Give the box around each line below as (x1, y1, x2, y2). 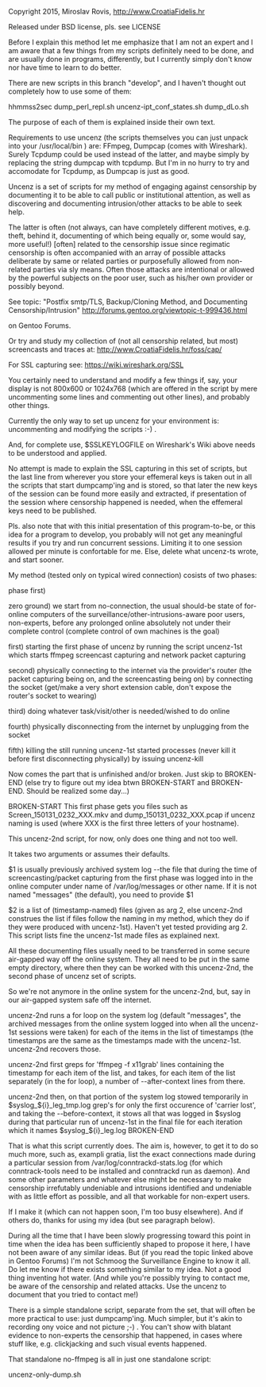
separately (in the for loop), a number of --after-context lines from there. (8, 1077, 246, 1086)
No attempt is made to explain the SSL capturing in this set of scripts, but (8, 464, 248, 473)
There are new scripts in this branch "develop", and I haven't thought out (8, 79, 246, 87)
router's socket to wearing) (8, 691, 97, 700)
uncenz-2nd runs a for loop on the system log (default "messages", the (8, 1011, 241, 1019)
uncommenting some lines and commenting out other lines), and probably (8, 392, 250, 402)
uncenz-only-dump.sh (8, 1370, 82, 1379)
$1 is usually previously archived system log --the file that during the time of (8, 865, 257, 874)
